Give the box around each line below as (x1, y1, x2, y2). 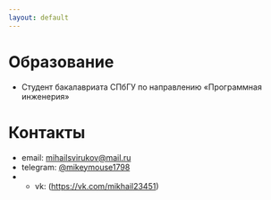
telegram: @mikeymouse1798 (21, 161, 131, 172)
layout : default (8, 13, 69, 22)
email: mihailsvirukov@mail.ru (21, 152, 131, 162)
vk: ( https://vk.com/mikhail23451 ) (34, 180, 159, 191)
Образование (8, 51, 114, 72)
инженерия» (21, 91, 70, 101)
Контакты (8, 122, 86, 143)
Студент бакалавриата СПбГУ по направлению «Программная (21, 82, 263, 92)
